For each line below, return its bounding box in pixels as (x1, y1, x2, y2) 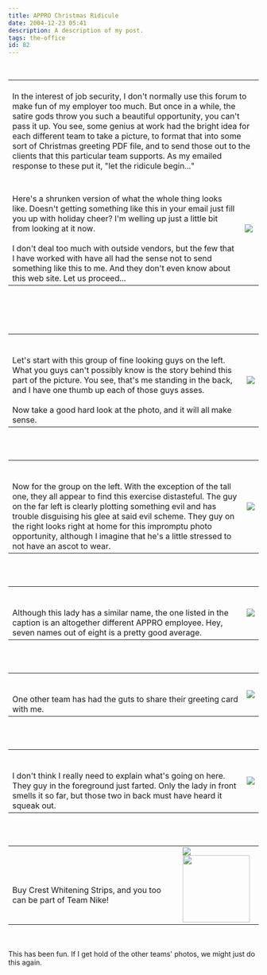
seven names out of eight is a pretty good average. (12, 627, 203, 639)
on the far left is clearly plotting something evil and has (12, 501, 217, 512)
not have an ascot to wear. (12, 541, 111, 552)
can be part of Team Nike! (12, 894, 110, 905)
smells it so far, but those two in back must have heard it (12, 790, 222, 802)
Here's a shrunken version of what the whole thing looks (12, 193, 222, 204)
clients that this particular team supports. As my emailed (12, 150, 222, 161)
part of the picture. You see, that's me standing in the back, (12, 375, 233, 386)
